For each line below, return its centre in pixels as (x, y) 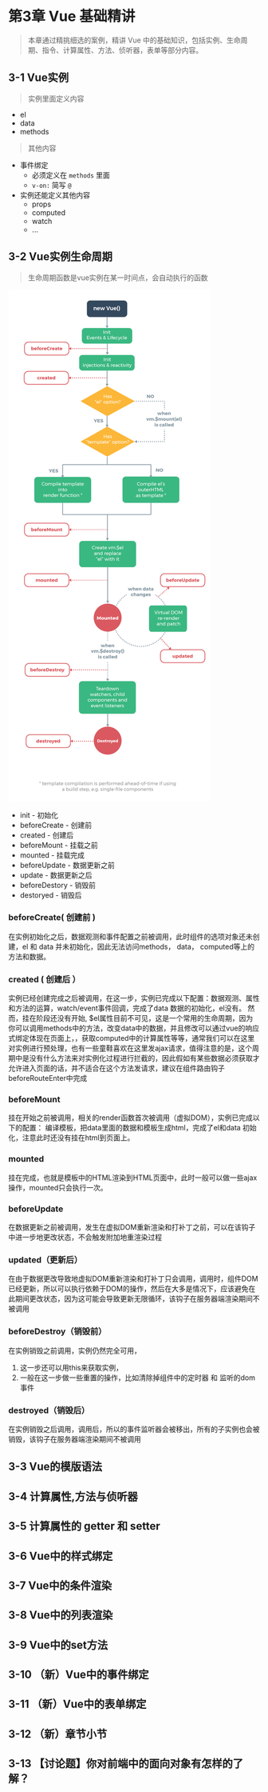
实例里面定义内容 (56, 98)
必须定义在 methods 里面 (71, 175)
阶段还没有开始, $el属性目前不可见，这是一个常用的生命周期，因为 (144, 1018)
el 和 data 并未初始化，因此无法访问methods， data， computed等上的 (138, 946)
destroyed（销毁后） (49, 1410)
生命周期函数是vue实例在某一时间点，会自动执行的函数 (118, 278)
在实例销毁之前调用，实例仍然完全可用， (75, 1350)
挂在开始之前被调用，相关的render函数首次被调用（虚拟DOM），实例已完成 (130, 1118)
